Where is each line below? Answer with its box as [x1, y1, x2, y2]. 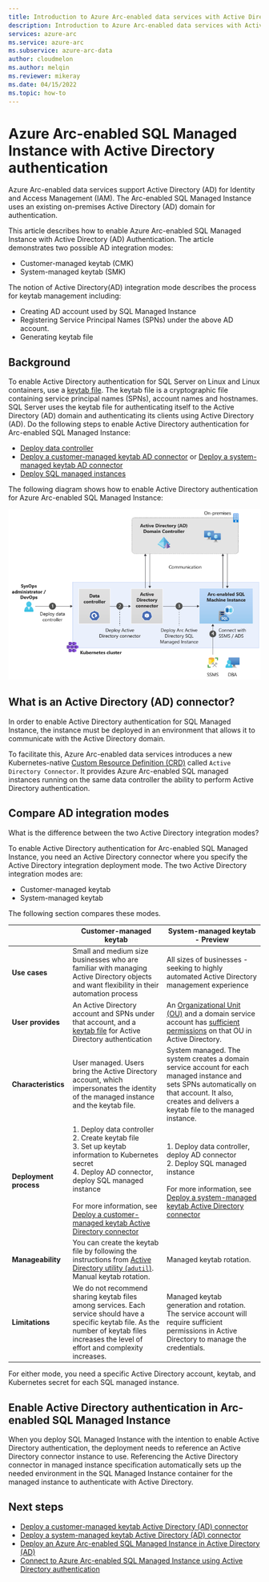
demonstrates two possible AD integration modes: [8, 243, 174, 252]
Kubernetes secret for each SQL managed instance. [8, 1378, 179, 1387]
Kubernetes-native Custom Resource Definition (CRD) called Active [8, 757, 231, 767]
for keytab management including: [8, 291, 122, 301]
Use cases [11, 967, 48, 977]
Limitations [11, 1317, 50, 1326]
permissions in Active [167, 1326, 238, 1335]
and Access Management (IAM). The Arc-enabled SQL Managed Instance [8, 193, 252, 204]
